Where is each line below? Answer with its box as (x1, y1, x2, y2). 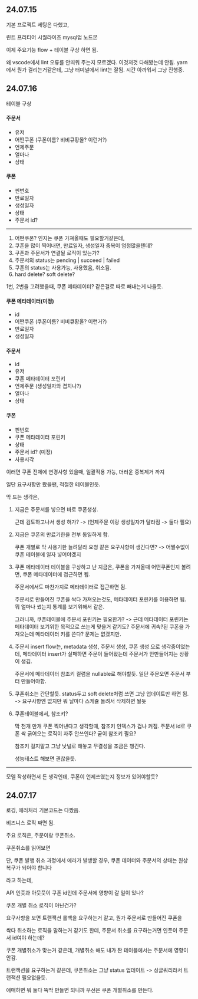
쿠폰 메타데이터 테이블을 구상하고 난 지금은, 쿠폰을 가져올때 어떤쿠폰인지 (14, 563, 180, 570)
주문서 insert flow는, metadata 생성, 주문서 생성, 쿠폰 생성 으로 (14, 643, 160, 650)
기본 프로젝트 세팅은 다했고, (6, 21, 70, 28)
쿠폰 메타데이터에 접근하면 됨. (22, 570, 90, 577)
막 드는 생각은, (6, 493, 39, 500)
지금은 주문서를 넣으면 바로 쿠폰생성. (14, 505, 98, 512)
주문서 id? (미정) (14, 448, 53, 455)
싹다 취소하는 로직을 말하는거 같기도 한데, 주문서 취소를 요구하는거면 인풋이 (6, 927, 178, 934)
